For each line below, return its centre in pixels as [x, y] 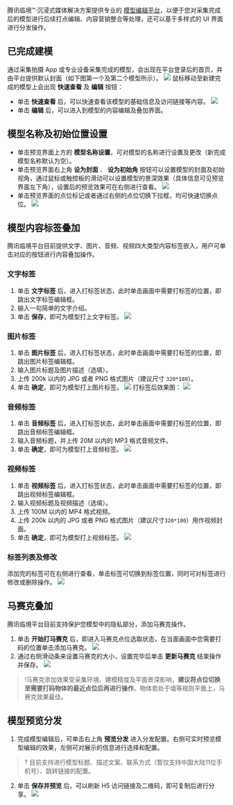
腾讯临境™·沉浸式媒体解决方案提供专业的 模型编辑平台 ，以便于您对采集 [108, 10]
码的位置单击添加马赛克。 [54, 647]
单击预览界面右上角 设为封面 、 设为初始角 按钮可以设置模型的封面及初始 [121, 169]
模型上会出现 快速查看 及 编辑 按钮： [71, 87]
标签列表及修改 [32, 557]
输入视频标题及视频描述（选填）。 [64, 503]
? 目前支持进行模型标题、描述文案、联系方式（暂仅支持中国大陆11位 [120, 762]
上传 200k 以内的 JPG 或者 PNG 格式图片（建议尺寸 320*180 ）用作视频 [117, 520]
